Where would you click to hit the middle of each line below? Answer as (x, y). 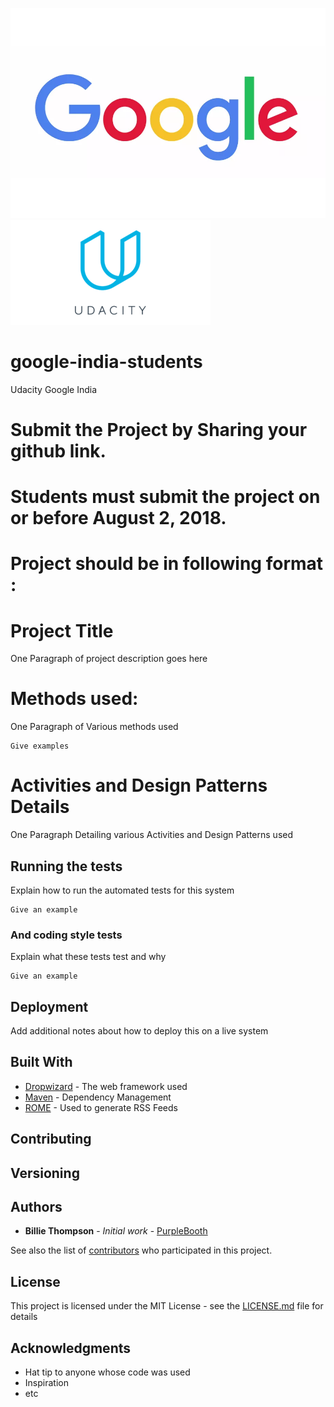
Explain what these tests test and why (88, 957)
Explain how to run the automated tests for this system (122, 890)
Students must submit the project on (165, 497)
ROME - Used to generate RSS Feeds (101, 1107)
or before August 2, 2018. (118, 518)
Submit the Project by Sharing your (159, 429)
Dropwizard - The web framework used (106, 1086)
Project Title (62, 630)
